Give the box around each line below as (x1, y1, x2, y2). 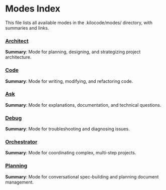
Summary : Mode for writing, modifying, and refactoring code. (5, 78, 133, 84)
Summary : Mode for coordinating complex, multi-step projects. (5, 150, 136, 156)
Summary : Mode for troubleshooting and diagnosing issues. (5, 126, 130, 132)
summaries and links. (5, 25, 49, 31)
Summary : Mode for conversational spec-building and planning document (5, 173, 159, 179)
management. (5, 179, 34, 185)
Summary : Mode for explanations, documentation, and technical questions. (5, 102, 161, 108)
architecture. (5, 54, 32, 60)
